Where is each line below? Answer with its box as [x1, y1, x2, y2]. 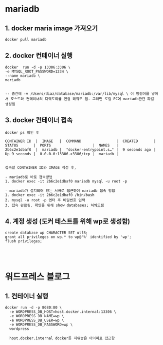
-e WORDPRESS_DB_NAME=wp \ [9, 314, 64, 319]
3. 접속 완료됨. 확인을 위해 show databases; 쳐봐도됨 [5, 203, 104, 208]
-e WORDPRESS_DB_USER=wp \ [9, 318, 64, 323]
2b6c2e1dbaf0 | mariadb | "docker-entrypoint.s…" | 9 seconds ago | [5, 147, 156, 152]
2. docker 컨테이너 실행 [5, 52, 73, 60]
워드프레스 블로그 [5, 271, 70, 282]
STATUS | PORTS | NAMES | [5, 143, 119, 148]
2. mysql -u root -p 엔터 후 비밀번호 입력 [5, 198, 86, 202]
